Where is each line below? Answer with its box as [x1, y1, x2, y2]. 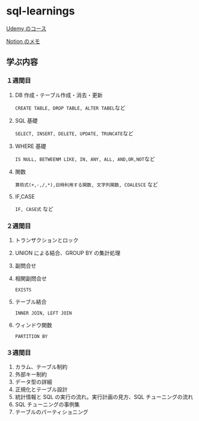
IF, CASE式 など [14, 205, 54, 212]
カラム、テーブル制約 [14, 363, 68, 370]
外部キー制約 [14, 371, 47, 378]
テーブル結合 [14, 298, 47, 305]
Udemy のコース [6, 25, 47, 32]
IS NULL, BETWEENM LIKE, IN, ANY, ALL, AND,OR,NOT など [14, 155, 155, 162]
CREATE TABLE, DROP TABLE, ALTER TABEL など [14, 104, 126, 111]
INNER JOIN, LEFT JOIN [14, 310, 72, 316]
